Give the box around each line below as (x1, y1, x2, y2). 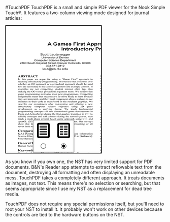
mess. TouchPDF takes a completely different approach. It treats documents (5, 175, 165, 181)
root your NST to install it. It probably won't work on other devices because (5, 206, 162, 212)
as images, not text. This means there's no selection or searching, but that (5, 180, 160, 186)
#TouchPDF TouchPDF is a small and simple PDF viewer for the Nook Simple (5, 5, 165, 10)
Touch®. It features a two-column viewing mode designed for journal (5, 10, 149, 16)
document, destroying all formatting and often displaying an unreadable (5, 170, 155, 175)
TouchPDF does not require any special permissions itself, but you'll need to (5, 201, 164, 207)
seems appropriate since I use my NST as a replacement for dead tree (5, 185, 152, 192)
